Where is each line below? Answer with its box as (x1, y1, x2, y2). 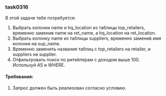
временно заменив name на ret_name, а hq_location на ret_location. (12, 30, 156, 36)
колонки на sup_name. (12, 41, 61, 47)
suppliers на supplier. (12, 51, 57, 57)
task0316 (5, 4, 29, 11)
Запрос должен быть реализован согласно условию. (12, 84, 126, 91)
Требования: (5, 73, 34, 79)
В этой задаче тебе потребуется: (5, 15, 76, 21)
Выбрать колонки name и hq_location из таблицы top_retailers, (12, 25, 145, 31)
